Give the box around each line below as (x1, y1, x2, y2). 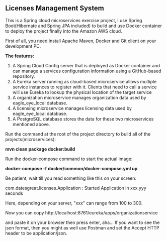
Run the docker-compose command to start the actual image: (5, 156, 133, 162)
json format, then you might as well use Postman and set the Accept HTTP (5, 224, 159, 230)
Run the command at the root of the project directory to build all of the (5, 131, 151, 137)
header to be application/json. (5, 230, 67, 236)
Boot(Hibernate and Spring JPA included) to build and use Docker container (5, 23, 162, 29)
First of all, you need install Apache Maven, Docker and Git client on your (5, 38, 156, 44)
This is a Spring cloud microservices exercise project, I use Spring (5, 17, 142, 23)
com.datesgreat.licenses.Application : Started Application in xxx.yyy (5, 185, 147, 191)
